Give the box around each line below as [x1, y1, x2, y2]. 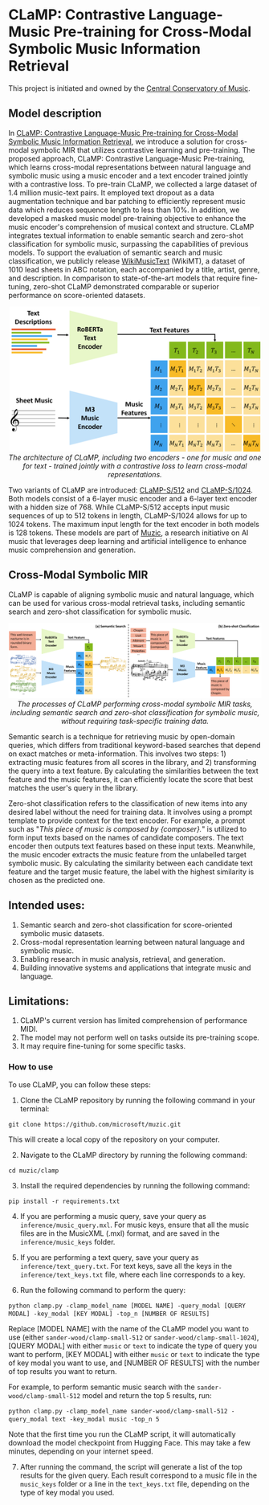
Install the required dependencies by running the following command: [19, 1180, 251, 1190]
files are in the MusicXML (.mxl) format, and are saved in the [19, 1228, 220, 1238]
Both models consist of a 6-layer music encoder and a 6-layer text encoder [8, 493, 258, 503]
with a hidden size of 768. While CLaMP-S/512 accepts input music [8, 502, 230, 512]
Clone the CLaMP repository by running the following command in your [19, 1095, 255, 1105]
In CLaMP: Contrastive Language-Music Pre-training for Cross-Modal [8, 128, 238, 137]
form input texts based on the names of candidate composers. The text [8, 832, 244, 842]
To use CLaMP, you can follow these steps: [8, 1079, 151, 1090]
